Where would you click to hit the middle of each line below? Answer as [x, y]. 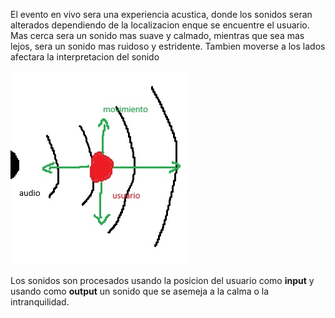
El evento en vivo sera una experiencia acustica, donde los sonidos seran [161, 14]
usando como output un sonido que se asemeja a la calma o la [140, 291]
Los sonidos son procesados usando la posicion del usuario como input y [162, 280]
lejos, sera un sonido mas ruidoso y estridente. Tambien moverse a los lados [168, 46]
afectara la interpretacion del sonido [85, 57]
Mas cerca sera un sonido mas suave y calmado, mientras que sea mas [157, 35]
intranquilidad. [40, 302]
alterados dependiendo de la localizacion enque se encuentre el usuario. [160, 25]
